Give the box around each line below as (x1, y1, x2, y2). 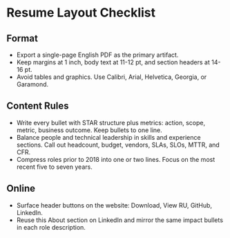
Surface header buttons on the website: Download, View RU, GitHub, (16, 201, 212, 209)
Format (6, 33, 39, 44)
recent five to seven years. (16, 163, 93, 171)
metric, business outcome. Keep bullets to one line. (16, 126, 163, 134)
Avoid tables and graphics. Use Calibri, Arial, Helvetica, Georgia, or (16, 73, 207, 81)
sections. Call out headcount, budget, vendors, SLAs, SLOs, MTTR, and (16, 140, 220, 149)
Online (6, 183, 36, 194)
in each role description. (16, 223, 86, 231)
